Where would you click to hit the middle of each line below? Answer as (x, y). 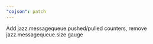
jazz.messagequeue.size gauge (45, 34)
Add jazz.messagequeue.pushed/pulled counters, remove (76, 28)
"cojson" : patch (26, 11)
